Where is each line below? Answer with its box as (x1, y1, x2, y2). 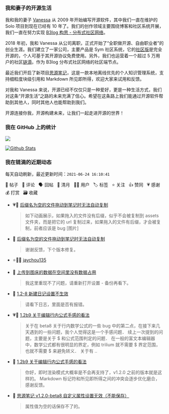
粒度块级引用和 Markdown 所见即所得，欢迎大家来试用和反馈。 (14, 76, 144, 82)
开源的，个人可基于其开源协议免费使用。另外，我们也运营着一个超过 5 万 (5, 53, 156, 59)
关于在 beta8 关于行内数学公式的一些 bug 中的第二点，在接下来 (25, 322, 156, 328)
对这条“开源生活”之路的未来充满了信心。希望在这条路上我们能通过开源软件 (5, 93, 159, 99)
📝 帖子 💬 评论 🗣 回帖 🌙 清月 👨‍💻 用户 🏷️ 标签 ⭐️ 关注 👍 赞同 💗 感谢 (5, 181, 160, 187)
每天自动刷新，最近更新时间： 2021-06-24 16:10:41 (5, 171, 110, 177)
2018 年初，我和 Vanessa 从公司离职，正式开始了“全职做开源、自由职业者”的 (5, 40, 164, 46)
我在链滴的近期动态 (5, 159, 52, 166)
